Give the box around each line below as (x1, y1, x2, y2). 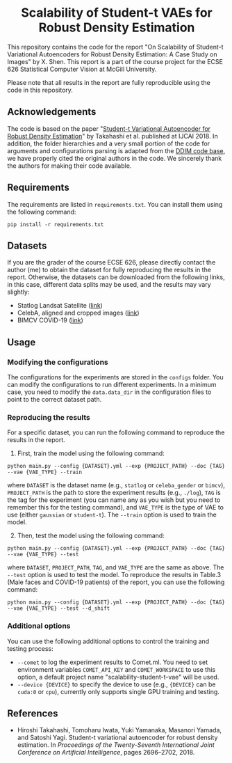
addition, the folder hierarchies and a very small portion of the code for (7, 139, 210, 148)
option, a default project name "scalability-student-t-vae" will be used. (17, 672, 219, 681)
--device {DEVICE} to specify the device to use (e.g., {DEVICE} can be (17, 680, 216, 689)
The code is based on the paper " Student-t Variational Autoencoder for (7, 124, 210, 133)
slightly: (7, 288, 30, 297)
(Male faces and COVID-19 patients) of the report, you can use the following (7, 578, 225, 586)
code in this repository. (7, 86, 73, 94)
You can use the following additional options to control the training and (7, 637, 210, 645)
